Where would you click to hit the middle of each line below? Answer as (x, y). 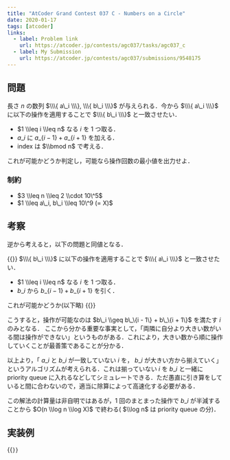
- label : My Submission (47, 52)
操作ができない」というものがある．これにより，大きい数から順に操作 (124, 337)
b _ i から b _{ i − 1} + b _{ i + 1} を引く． (68, 290)
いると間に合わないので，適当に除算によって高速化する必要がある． (103, 386)
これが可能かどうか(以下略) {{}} (51, 305)
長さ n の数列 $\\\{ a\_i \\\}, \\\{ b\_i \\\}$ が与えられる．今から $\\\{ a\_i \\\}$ (113, 106)
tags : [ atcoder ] (30, 26)
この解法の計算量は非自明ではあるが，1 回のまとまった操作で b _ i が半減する (114, 400)
